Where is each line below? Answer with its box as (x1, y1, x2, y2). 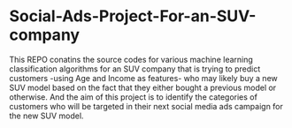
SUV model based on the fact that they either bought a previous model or (9, 82, 277, 93)
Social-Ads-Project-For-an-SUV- (9, 6, 257, 26)
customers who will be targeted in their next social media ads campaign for (9, 101, 283, 111)
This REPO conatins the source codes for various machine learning (9, 54, 254, 64)
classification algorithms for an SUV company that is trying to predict (9, 64, 261, 74)
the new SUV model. (9, 110, 84, 121)
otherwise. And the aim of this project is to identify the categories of (9, 91, 258, 102)
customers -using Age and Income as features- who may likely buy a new (9, 72, 279, 83)
